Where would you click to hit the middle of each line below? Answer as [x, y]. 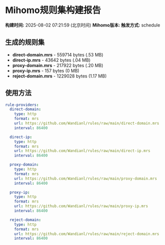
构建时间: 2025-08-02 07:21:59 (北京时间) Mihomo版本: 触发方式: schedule [83, 25]
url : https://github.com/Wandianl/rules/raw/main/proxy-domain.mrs [85, 178]
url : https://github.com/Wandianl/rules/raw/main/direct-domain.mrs [87, 123]
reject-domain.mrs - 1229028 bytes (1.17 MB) [60, 76]
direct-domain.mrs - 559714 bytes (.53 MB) [58, 54]
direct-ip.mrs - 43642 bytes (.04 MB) [51, 60]
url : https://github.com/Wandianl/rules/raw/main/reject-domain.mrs [87, 234]
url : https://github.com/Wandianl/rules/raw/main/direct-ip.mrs [82, 151]
